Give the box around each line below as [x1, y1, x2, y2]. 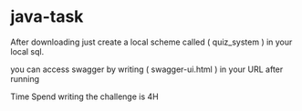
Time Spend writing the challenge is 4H [10, 91, 159, 102]
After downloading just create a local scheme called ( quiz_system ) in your [10, 36, 293, 47]
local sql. [10, 45, 45, 56]
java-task [10, 6, 84, 27]
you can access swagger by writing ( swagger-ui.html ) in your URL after [10, 64, 284, 75]
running [10, 73, 40, 84]
